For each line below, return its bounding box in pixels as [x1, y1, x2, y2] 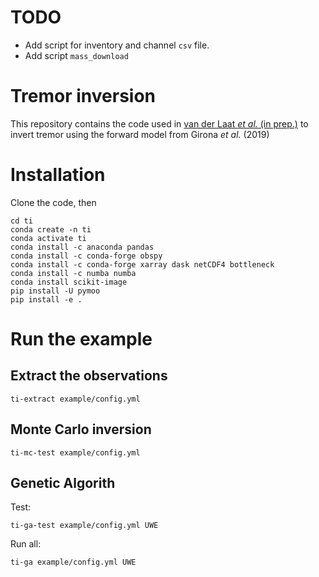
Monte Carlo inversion [10, 421, 152, 438]
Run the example [10, 328, 153, 350]
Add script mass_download [24, 49, 129, 61]
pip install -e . [10, 294, 83, 305]
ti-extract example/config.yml [10, 394, 141, 404]
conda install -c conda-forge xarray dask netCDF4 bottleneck [10, 259, 275, 270]
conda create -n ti [10, 224, 92, 235]
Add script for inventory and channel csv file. [24, 39, 210, 51]
